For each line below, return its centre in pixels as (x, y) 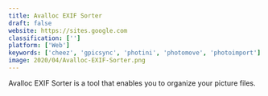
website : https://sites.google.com (68, 30)
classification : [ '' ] (45, 38)
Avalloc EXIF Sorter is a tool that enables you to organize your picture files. (132, 83)
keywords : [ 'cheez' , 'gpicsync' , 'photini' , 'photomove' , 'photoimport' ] (135, 53)
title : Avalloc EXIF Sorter (56, 16)
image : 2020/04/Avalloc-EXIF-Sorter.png (77, 61)
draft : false (30, 23)
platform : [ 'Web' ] (39, 46)
